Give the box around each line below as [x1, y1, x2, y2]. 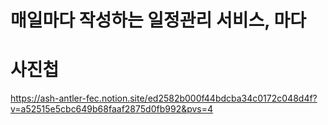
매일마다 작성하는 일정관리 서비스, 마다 [10, 9, 307, 32]
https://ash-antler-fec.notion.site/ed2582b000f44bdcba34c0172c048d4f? [10, 92, 318, 105]
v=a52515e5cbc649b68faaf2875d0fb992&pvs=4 [10, 103, 214, 115]
